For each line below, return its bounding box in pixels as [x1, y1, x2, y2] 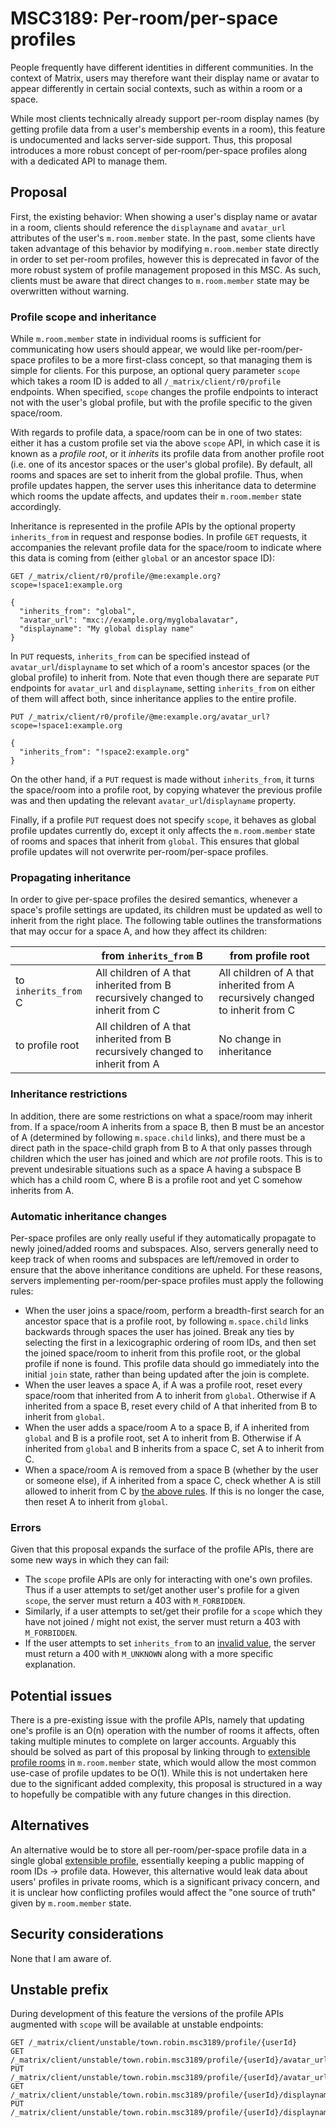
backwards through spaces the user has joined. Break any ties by [24, 1325, 295, 1337]
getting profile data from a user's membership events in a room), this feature [10, 123, 326, 135]
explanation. [24, 1658, 76, 1671]
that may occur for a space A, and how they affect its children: [10, 925, 267, 937]
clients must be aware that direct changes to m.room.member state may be [10, 274, 310, 286]
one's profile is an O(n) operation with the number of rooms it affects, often [10, 1725, 320, 1737]
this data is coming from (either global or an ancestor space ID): [10, 552, 275, 564]
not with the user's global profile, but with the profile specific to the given [10, 397, 313, 409]
